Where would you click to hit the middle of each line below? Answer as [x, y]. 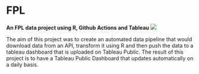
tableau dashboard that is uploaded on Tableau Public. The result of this [95, 52]
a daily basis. [22, 64]
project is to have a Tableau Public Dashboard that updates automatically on [100, 58]
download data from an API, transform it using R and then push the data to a [100, 45]
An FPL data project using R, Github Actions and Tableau [78, 27]
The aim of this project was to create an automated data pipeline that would [99, 39]
